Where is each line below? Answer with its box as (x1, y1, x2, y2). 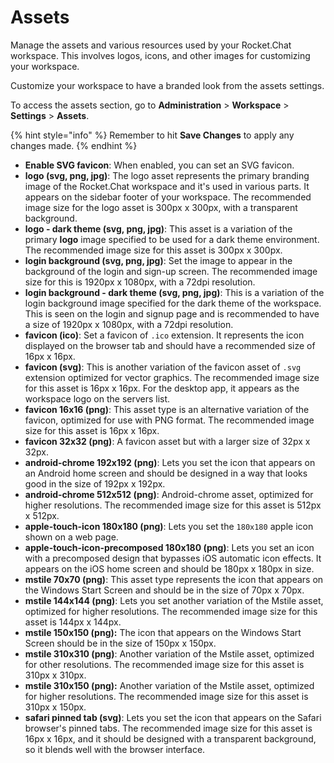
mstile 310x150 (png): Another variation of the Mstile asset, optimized (24, 679, 315, 691)
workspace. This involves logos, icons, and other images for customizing (10, 49, 311, 61)
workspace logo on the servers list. (24, 392, 171, 405)
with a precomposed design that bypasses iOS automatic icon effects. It (24, 552, 322, 564)
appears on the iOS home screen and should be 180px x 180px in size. (24, 562, 315, 575)
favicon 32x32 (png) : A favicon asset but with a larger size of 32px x (24, 435, 311, 447)
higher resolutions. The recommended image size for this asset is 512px (24, 499, 322, 511)
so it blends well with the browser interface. (24, 743, 206, 755)
